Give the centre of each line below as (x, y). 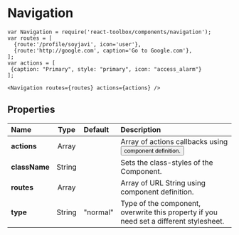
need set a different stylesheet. (172, 221)
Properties (31, 110)
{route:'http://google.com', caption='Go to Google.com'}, (103, 50)
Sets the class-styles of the (167, 163)
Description (141, 129)
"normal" (99, 212)
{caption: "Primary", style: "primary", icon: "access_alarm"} (106, 69)
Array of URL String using (163, 182)
